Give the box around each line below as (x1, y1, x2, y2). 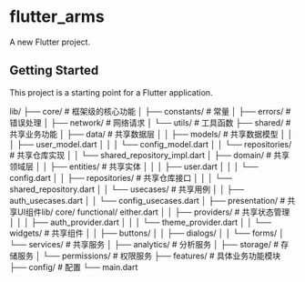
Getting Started (9, 63, 99, 78)
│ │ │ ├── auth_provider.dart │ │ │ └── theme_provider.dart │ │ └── (9, 217, 271, 227)
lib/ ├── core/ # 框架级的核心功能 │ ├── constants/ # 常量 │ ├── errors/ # (9, 106, 291, 116)
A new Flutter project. (9, 36, 91, 47)
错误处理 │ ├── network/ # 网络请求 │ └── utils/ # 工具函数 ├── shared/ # (9, 116, 291, 128)
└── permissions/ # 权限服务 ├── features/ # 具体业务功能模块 (42, 250, 281, 261)
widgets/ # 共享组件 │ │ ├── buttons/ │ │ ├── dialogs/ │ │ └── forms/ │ (9, 227, 285, 238)
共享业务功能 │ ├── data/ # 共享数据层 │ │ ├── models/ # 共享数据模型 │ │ (9, 128, 293, 139)
